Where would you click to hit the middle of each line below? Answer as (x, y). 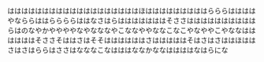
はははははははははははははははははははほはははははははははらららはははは (132, 11)
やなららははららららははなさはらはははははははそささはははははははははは (132, 20)
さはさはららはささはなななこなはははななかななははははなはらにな (118, 50)
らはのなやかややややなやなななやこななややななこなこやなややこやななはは (132, 30)
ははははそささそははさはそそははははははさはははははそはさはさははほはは (132, 40)
